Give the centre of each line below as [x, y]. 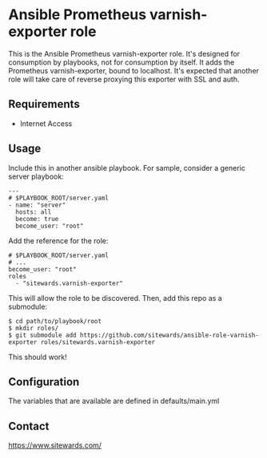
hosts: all [34, 212]
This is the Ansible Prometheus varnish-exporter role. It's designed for [124, 53]
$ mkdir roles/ [34, 328]
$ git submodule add [43, 335]
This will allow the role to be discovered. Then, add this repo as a [115, 298]
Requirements [44, 104]
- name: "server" [37, 205]
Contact [29, 426]
